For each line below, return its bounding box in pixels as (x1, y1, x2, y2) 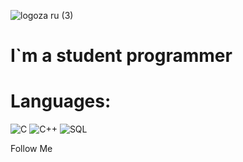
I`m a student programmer (10, 45, 233, 67)
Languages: (10, 90, 112, 113)
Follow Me (10, 143, 53, 155)
